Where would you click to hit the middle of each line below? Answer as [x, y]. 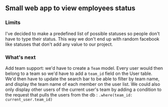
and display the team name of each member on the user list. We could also [83, 84]
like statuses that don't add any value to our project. [59, 44]
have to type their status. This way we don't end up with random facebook [82, 39]
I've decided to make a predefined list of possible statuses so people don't [82, 33]
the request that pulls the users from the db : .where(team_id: [69, 94]
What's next [21, 57]
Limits [13, 23]
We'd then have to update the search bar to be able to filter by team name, [82, 79]
